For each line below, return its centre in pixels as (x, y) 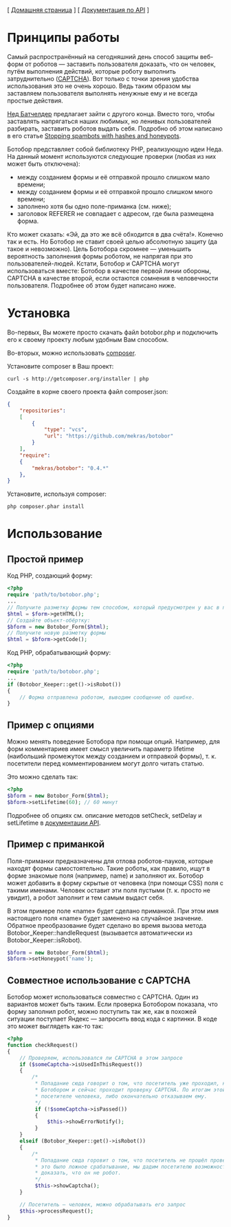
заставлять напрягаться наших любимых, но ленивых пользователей (109, 121)
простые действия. (35, 100)
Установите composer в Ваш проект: (60, 366)
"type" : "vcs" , (66, 430)
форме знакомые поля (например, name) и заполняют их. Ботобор (106, 876)
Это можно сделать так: (43, 777)
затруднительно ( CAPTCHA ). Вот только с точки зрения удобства (103, 78)
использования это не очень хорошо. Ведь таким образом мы (99, 86)
